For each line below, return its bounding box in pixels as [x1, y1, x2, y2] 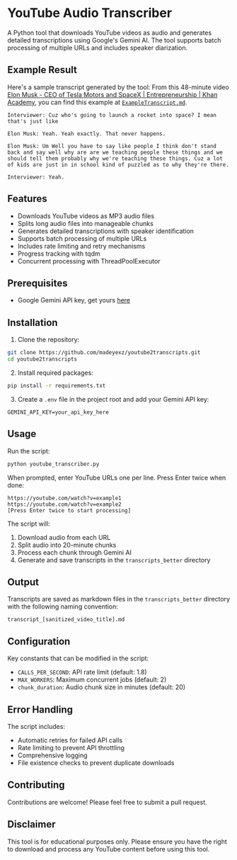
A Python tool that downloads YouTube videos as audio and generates [7, 28, 212, 37]
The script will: [7, 519, 51, 528]
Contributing [7, 779, 65, 791]
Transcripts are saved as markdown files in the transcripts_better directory [7, 595, 231, 604]
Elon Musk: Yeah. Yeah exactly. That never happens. [7, 130, 166, 137]
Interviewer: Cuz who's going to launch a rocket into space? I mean [7, 111, 217, 118]
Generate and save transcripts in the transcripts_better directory [17, 555, 211, 564]
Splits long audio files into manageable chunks [17, 219, 154, 227]
